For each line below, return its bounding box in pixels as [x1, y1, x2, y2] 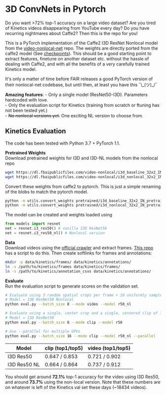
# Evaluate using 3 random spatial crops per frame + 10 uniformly [5, 293, 147, 297]
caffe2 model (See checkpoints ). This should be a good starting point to [5, 50, 152, 56]
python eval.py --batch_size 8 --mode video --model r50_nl [5, 302, 132, 307]
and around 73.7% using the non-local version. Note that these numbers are [5, 379, 161, 385]
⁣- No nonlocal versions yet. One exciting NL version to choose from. [5, 112, 143, 118]
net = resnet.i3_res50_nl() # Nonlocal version [5, 231, 105, 236]
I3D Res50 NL [7, 361, 41, 368]
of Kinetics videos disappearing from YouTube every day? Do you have [5, 25, 150, 31]
